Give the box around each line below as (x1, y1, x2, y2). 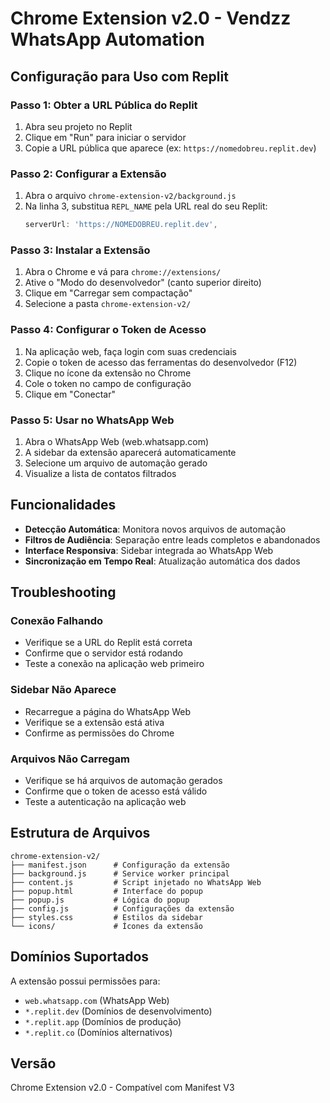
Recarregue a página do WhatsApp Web (24, 705, 192, 717)
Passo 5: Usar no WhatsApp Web (10, 413, 175, 427)
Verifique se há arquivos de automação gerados (24, 775, 223, 787)
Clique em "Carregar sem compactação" (24, 287, 193, 299)
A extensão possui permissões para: (10, 975, 161, 987)
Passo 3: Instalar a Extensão (10, 243, 151, 257)
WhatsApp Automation (10, 28, 206, 51)
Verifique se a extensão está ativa (24, 716, 165, 728)
